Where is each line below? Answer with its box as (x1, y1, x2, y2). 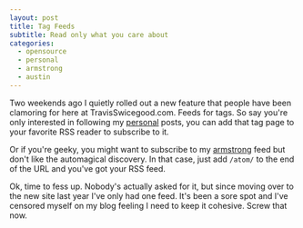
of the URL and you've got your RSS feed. (9, 163, 167, 173)
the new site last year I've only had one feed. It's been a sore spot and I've (9, 190, 288, 201)
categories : (9, 38, 55, 48)
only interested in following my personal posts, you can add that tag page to (9, 116, 295, 127)
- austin (17, 73, 51, 82)
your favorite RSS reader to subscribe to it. (9, 126, 170, 137)
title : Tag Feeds (9, 22, 76, 31)
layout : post (9, 13, 59, 23)
